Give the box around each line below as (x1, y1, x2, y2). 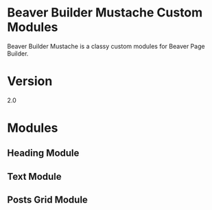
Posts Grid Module (7, 194, 88, 206)
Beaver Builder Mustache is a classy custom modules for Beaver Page (7, 42, 205, 50)
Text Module (7, 170, 62, 183)
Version (7, 73, 53, 89)
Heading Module (7, 148, 80, 159)
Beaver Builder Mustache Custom (7, 5, 203, 21)
